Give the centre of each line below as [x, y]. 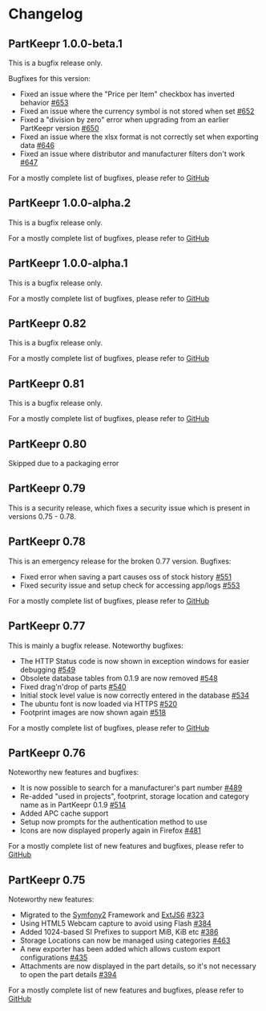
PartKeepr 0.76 [47, 753]
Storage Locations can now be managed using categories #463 [125, 940]
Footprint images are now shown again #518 [93, 712]
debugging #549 [48, 669]
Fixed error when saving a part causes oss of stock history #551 [126, 576]
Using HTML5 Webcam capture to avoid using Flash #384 [116, 923]
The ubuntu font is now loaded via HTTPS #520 [99, 703]
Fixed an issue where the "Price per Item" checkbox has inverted [127, 94]
